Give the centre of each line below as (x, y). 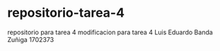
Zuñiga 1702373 (31, 39)
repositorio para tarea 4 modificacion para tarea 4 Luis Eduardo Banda (110, 32)
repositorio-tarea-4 (66, 13)
